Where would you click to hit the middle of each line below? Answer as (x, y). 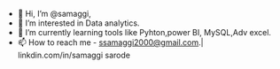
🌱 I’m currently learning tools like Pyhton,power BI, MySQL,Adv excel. (144, 32)
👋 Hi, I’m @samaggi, (54, 14)
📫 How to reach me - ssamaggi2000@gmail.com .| (110, 42)
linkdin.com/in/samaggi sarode (74, 55)
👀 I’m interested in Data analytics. (78, 23)
